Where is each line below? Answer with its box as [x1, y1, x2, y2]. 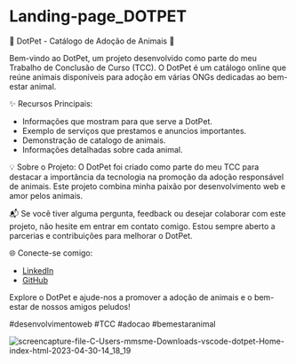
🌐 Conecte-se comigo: [9, 247, 93, 258]
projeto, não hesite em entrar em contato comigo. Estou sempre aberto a [9, 220, 276, 232]
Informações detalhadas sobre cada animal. [21, 144, 183, 154]
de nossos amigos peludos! [29, 301, 131, 312]
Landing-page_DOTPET [9, 6, 188, 27]
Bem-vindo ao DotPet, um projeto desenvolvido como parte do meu [9, 52, 258, 63]
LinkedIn [21, 265, 54, 276]
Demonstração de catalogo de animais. [21, 135, 166, 146]
